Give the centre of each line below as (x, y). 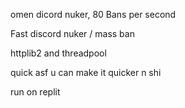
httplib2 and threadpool (58, 53)
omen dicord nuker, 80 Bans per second (93, 14)
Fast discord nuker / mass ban (72, 33)
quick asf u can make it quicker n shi (86, 72)
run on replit (35, 92)
